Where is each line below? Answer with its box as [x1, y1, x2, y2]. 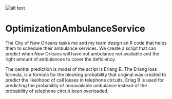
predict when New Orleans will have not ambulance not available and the [5, 50, 160, 56]
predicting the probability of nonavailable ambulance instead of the [5, 82, 147, 88]
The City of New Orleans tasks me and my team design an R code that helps [5, 39, 167, 46]
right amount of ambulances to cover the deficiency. [5, 56, 117, 62]
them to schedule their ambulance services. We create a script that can [5, 45, 157, 51]
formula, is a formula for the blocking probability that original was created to [5, 71, 166, 77]
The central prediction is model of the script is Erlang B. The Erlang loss [5, 66, 158, 72]
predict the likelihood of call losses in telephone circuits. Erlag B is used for [5, 77, 164, 83]
